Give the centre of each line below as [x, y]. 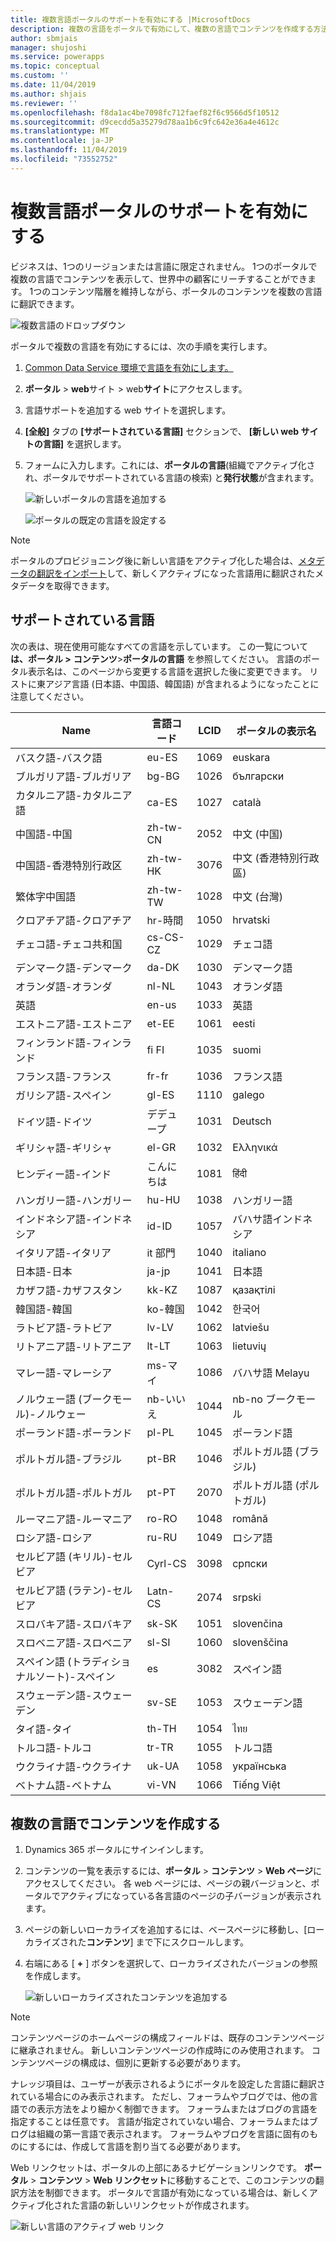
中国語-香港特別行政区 [69, 865]
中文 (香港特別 [266, 858]
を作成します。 [55, 1976]
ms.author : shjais [48, 94]
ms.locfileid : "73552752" [64, 159]
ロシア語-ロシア [54, 1538]
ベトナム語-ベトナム [63, 1785]
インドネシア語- [54, 1219]
